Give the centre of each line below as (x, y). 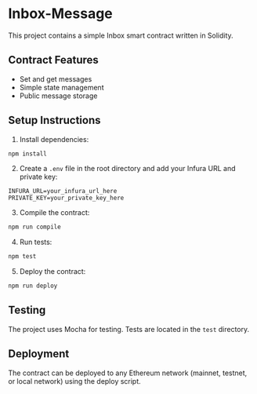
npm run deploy (33, 286)
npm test (22, 257)
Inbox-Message (61, 14)
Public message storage (58, 96)
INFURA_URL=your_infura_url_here (63, 192)
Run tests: (36, 242)
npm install (27, 154)
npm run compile (34, 227)
